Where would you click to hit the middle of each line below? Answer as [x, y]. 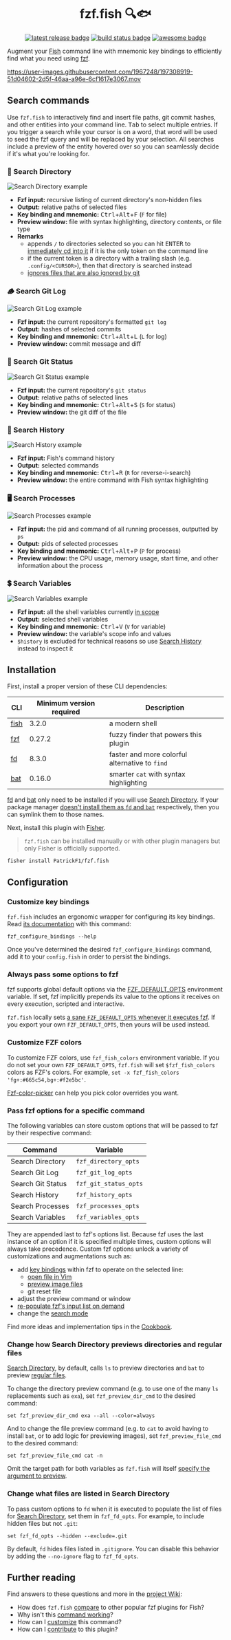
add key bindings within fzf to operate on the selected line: [100, 1269]
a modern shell [133, 723]
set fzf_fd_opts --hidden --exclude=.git [67, 1536]
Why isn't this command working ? [65, 1615]
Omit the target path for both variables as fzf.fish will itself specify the [109, 1469]
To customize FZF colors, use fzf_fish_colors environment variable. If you [113, 1058]
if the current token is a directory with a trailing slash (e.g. [109, 259]
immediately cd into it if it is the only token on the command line [118, 251]
